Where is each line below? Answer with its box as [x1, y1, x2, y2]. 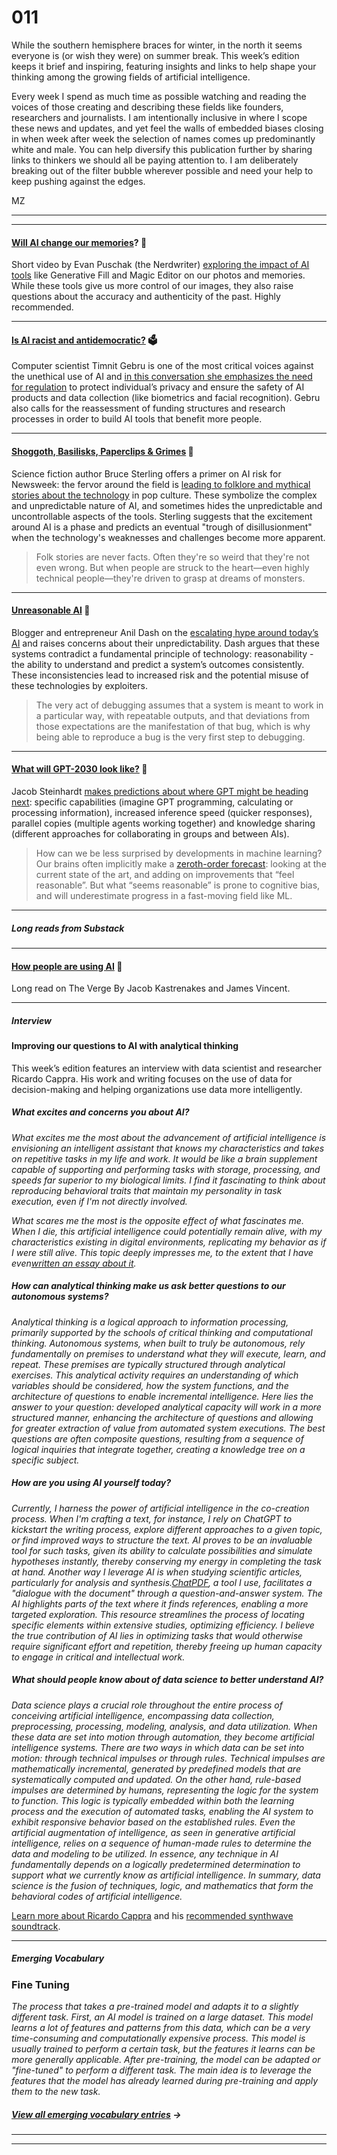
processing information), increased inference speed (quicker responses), [11, 806, 313, 818]
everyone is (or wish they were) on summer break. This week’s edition [11, 49, 300, 61]
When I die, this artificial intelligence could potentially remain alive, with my [11, 1225, 323, 1237]
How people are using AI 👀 [11, 960, 123, 972]
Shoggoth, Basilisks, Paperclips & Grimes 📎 [11, 445, 194, 457]
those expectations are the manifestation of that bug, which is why [35, 720, 311, 732]
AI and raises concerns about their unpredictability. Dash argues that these [11, 637, 320, 649]
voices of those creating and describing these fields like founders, [11, 101, 284, 113]
